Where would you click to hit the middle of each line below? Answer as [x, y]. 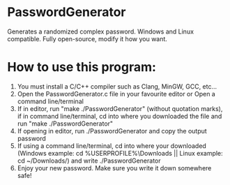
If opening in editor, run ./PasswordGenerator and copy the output [112, 131]
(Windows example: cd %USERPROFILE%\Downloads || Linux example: [120, 153]
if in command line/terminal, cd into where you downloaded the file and [120, 116]
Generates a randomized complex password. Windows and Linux [100, 31]
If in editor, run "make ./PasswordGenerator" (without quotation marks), [120, 108]
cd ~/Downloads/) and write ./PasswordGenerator [89, 161]
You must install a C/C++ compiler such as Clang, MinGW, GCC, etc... [117, 86]
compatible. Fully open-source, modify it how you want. [87, 38]
